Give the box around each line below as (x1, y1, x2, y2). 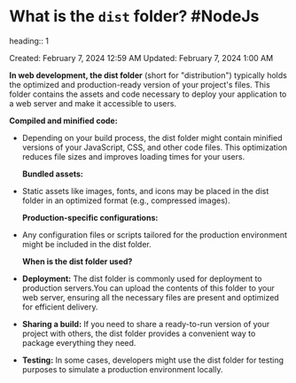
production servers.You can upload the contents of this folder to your (21, 282, 275, 293)
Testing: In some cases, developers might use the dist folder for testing (21, 355, 284, 365)
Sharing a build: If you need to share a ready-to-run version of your (21, 318, 270, 329)
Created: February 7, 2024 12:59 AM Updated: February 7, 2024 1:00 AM (9, 52, 274, 63)
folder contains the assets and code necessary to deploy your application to (9, 89, 287, 99)
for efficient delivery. (21, 301, 98, 312)
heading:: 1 (9, 35, 49, 46)
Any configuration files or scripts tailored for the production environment (21, 229, 288, 240)
